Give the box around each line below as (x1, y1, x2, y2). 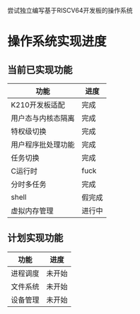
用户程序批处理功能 (11, 140, 76, 150)
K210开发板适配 (11, 100, 65, 109)
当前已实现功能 (7, 64, 73, 76)
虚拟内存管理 (11, 206, 54, 215)
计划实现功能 (7, 232, 64, 244)
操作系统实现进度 (7, 34, 107, 49)
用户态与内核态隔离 (11, 114, 76, 123)
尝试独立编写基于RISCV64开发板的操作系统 (7, 6, 133, 14)
